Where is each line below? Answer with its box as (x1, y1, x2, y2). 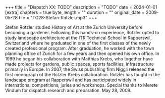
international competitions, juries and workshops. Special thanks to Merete (5, 82, 158, 88)
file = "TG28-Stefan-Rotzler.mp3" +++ (19, 15, 98, 20)
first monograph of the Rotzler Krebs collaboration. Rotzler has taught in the (5, 72, 160, 77)
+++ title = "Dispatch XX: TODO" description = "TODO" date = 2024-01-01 (5, 4, 158, 10)
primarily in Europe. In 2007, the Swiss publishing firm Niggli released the (5, 66, 155, 72)
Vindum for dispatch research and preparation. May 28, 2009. (5, 88, 132, 93)
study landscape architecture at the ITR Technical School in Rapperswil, (5, 35, 152, 41)
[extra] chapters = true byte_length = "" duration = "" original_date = (5, 9, 145, 15)
